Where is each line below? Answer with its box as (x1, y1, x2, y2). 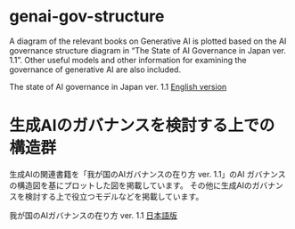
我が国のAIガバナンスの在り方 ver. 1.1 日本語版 (9, 209, 178, 220)
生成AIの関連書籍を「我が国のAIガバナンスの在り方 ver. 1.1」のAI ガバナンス (9, 168, 286, 179)
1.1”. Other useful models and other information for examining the (9, 54, 247, 65)
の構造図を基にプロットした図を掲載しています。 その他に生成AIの (9, 180, 252, 191)
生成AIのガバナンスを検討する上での (9, 116, 275, 135)
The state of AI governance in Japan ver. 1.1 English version (9, 81, 227, 92)
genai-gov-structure (9, 6, 165, 27)
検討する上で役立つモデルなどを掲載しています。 (24, 191, 204, 201)
